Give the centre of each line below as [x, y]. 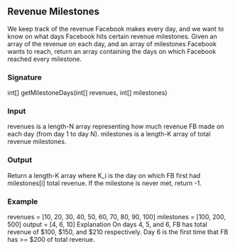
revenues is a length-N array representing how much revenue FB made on [116, 126]
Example [23, 201]
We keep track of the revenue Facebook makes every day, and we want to [116, 28]
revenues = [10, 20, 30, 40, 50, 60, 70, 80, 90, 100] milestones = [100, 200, [116, 217]
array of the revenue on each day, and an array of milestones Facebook [112, 44]
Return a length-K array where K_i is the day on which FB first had [104, 175]
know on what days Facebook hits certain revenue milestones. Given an [113, 36]
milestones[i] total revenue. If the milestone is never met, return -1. [105, 183]
